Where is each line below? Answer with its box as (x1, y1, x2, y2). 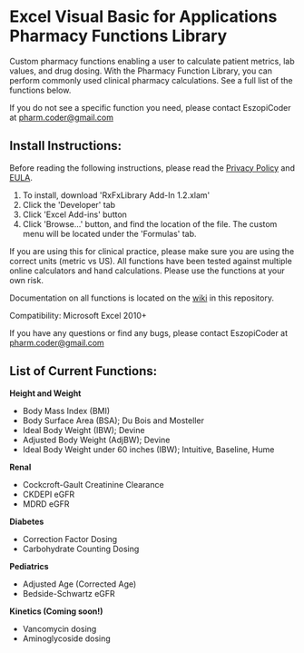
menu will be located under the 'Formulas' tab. (22, 228, 197, 239)
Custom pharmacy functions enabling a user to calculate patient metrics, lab (9, 55, 295, 66)
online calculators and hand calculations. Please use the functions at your (9, 265, 285, 276)
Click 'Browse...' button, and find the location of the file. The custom (22, 218, 278, 229)
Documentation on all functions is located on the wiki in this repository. (9, 292, 275, 303)
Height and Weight (9, 388, 82, 399)
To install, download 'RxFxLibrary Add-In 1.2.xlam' (22, 189, 211, 201)
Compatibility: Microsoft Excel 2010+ (9, 310, 147, 321)
